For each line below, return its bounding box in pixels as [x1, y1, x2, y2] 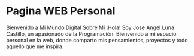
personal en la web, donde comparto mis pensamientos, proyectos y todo [6, 36, 188, 43]
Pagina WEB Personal [6, 4, 116, 18]
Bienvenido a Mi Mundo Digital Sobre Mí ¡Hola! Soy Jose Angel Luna [6, 24, 175, 31]
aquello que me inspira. [6, 43, 64, 50]
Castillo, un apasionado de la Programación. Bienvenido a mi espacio [6, 30, 177, 37]
